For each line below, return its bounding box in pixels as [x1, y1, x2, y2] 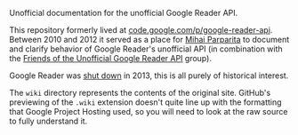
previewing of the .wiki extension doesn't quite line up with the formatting [9, 97, 282, 107]
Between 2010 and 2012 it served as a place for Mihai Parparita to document [9, 35, 290, 44]
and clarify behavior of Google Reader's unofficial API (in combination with [9, 44, 283, 54]
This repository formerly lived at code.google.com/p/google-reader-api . [9, 25, 273, 35]
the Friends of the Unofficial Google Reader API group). [9, 53, 212, 63]
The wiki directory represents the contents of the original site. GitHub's [9, 88, 271, 98]
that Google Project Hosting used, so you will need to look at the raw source [9, 107, 288, 116]
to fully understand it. [9, 115, 88, 126]
